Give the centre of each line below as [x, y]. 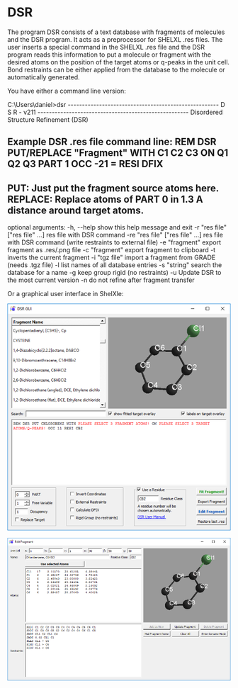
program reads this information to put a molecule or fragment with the [109, 55]
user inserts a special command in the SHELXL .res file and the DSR [106, 47]
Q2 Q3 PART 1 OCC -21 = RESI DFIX [85, 164]
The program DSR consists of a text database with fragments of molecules [116, 32]
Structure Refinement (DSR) [48, 119]
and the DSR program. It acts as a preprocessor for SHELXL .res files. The [115, 39]
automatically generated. [44, 77]
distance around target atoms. [76, 210]
